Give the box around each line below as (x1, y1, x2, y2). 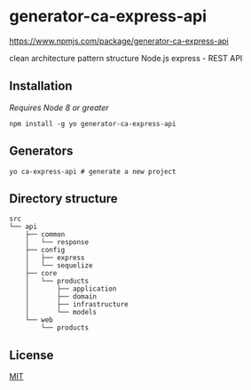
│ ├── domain (25, 292, 98, 301)
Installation (9, 78, 73, 94)
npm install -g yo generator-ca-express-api (9, 119, 176, 128)
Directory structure (9, 191, 118, 206)
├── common (25, 230, 66, 239)
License (9, 347, 54, 362)
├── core (25, 269, 58, 278)
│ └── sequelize (25, 261, 93, 270)
